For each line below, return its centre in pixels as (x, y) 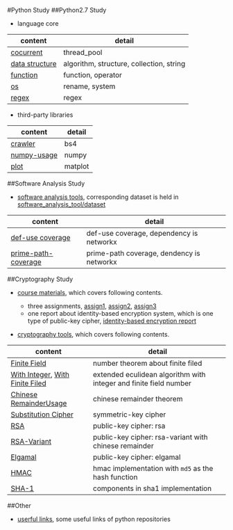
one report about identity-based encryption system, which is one (120, 313)
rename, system (89, 86)
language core (38, 23)
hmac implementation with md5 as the (153, 468)
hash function (115, 477)
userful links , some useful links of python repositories (94, 519)
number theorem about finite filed (147, 363)
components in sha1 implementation (152, 488)
